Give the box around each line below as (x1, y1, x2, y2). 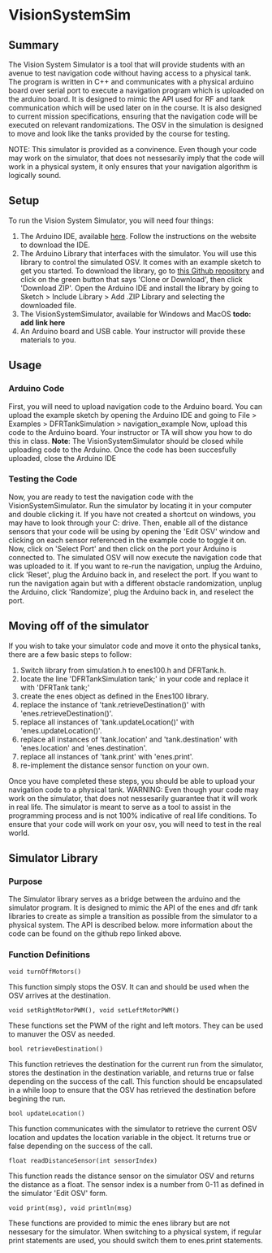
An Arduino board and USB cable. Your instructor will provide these (19, 326, 246, 336)
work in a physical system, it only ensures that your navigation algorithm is (8, 162, 258, 172)
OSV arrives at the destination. (8, 990, 111, 1000)
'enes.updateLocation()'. (19, 725, 102, 735)
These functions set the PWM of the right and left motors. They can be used (8, 1020, 264, 1030)
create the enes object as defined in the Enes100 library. (19, 691, 209, 701)
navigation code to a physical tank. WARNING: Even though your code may (8, 785, 259, 794)
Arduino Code (8, 383, 65, 394)
